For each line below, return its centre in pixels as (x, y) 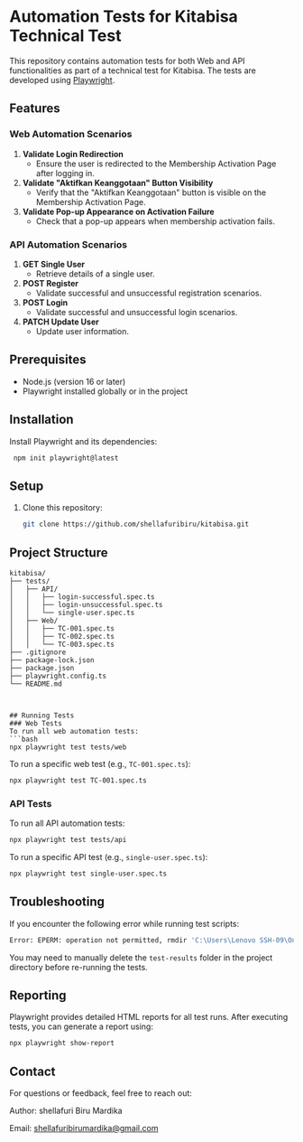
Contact (32, 1071)
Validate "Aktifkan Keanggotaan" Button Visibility (118, 183)
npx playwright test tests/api (68, 840)
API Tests (31, 803)
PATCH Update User (60, 322)
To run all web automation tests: (74, 731)
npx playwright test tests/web (68, 747)
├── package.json (42, 668)
